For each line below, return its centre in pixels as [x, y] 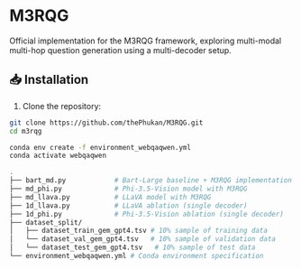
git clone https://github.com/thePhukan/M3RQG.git [106, 123]
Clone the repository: [62, 106]
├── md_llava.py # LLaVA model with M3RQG [110, 197]
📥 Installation [49, 80]
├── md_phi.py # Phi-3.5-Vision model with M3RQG [128, 189]
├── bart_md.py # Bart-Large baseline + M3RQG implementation [151, 181]
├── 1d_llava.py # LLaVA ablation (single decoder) [128, 205]
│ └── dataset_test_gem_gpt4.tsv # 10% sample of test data [132, 248]
